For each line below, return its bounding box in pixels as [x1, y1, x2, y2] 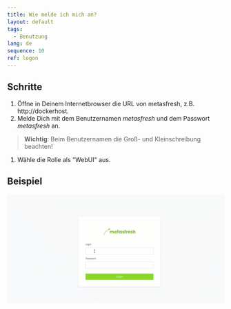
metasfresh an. [17, 121, 61, 130]
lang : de [7, 40, 32, 48]
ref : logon [7, 55, 39, 62]
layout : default [7, 18, 54, 26]
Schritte [7, 81, 43, 93]
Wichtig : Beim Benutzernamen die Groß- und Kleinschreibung [23, 134, 201, 143]
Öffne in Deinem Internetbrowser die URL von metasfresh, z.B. [17, 99, 195, 108]
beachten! [23, 142, 53, 150]
